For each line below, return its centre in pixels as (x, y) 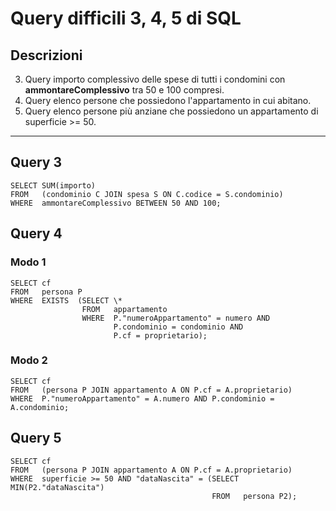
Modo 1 (28, 262)
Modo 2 (29, 360)
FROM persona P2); (254, 496)
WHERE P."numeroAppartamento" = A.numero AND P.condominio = (142, 398)
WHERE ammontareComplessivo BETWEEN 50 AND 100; (116, 203)
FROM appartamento (124, 309)
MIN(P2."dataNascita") (57, 487)
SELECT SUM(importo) (53, 185)
